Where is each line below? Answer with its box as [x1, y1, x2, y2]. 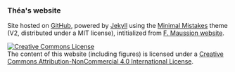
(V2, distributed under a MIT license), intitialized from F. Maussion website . [7, 29, 225, 37]
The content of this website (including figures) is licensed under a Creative [7, 50, 224, 58]
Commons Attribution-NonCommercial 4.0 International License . [7, 57, 193, 66]
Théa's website [7, 6, 61, 15]
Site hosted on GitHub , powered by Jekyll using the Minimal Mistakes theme [7, 22, 228, 30]
